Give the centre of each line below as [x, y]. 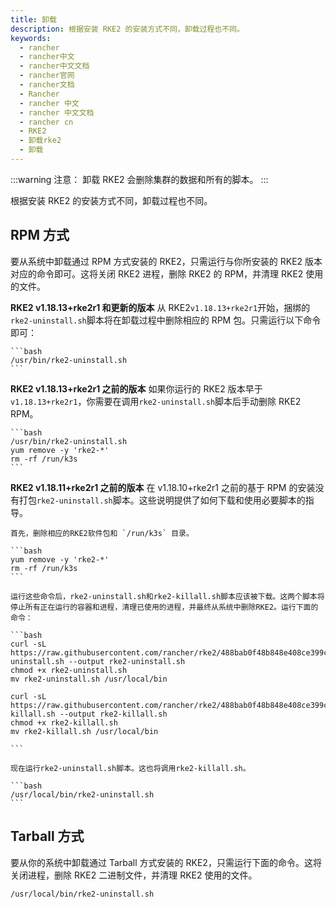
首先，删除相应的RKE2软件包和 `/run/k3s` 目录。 [102, 533]
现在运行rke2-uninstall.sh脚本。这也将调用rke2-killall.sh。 [130, 768]
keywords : [31, 38]
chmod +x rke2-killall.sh [64, 722]
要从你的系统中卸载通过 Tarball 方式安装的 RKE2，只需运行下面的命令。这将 [166, 862]
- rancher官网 [47, 76]
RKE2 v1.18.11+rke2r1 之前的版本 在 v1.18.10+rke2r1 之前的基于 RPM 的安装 [163, 487]
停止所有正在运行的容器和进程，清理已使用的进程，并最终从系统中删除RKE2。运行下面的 [164, 607]
